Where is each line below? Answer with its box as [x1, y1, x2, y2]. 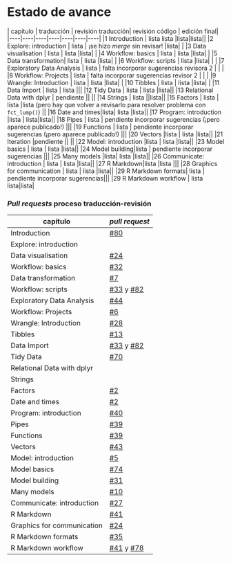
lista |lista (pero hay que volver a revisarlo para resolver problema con [7, 100, 206, 109]
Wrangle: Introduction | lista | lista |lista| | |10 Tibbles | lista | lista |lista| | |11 [7, 78, 219, 87]
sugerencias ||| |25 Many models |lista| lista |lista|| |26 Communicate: [7, 152, 205, 160]
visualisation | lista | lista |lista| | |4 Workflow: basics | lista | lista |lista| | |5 [7, 49, 218, 57]
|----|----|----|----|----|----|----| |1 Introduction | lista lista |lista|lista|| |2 [7, 34, 214, 42]
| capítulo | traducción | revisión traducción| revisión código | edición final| [7, 27, 219, 35]
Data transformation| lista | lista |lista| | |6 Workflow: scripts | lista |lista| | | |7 [7, 56, 225, 64]
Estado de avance [7, 4, 112, 20]
